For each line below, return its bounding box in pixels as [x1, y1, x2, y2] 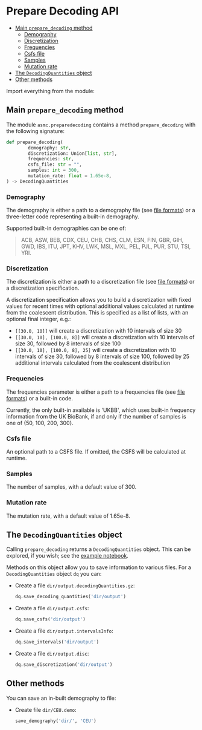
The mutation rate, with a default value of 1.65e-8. [6, 512, 131, 520]
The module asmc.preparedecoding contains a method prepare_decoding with [6, 121, 196, 128]
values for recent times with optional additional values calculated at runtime [6, 302, 194, 310]
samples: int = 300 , [28, 168, 80, 174]
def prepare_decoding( [6, 139, 63, 145]
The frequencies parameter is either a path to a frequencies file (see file [6, 388, 185, 396]
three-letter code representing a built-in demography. [6, 213, 140, 220]
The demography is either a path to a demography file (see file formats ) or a [6, 207, 195, 214]
